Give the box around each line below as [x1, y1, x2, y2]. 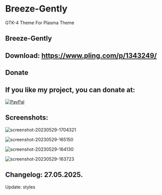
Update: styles [5, 184, 36, 190]
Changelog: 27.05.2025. [5, 170, 83, 179]
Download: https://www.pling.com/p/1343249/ [5, 51, 157, 60]
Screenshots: [5, 114, 49, 122]
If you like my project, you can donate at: [5, 85, 135, 94]
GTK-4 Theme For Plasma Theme [5, 20, 74, 26]
